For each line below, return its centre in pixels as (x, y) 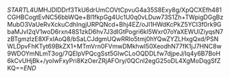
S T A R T (17, 10)
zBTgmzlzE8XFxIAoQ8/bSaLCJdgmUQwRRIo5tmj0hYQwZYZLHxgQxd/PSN (113, 39)
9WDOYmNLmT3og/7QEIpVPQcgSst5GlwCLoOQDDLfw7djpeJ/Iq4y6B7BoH (114, 53)
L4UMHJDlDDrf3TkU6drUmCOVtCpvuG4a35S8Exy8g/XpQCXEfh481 (124, 10)
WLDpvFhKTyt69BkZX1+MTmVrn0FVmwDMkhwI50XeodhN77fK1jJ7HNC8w (114, 46)
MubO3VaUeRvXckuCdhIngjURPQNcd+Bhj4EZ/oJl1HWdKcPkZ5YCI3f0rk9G (114, 24)
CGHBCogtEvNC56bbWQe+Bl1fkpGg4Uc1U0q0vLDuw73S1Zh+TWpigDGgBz (115, 17)
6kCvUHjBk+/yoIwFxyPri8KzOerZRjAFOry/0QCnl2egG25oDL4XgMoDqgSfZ (114, 61)
